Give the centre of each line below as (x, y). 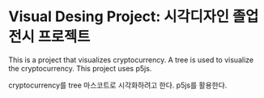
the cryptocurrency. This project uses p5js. (80, 68)
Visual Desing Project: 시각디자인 (119, 17)
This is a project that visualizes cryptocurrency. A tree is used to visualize (131, 60)
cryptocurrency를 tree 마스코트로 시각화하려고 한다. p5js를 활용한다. (118, 85)
